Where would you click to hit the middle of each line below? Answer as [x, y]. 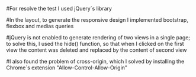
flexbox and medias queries [40, 26]
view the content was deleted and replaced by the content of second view [97, 50]
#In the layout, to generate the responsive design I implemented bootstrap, [97, 20]
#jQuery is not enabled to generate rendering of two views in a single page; [98, 37]
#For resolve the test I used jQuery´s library [59, 9]
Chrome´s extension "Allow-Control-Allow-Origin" [67, 68]
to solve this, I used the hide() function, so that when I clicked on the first [95, 44]
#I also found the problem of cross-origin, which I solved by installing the [95, 61]
